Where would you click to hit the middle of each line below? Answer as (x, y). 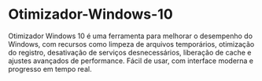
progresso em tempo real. (50, 69)
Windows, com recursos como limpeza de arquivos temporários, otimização (131, 44)
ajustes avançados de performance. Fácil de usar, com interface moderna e (131, 61)
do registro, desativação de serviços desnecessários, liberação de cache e (130, 52)
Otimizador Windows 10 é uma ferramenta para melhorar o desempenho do (131, 36)
